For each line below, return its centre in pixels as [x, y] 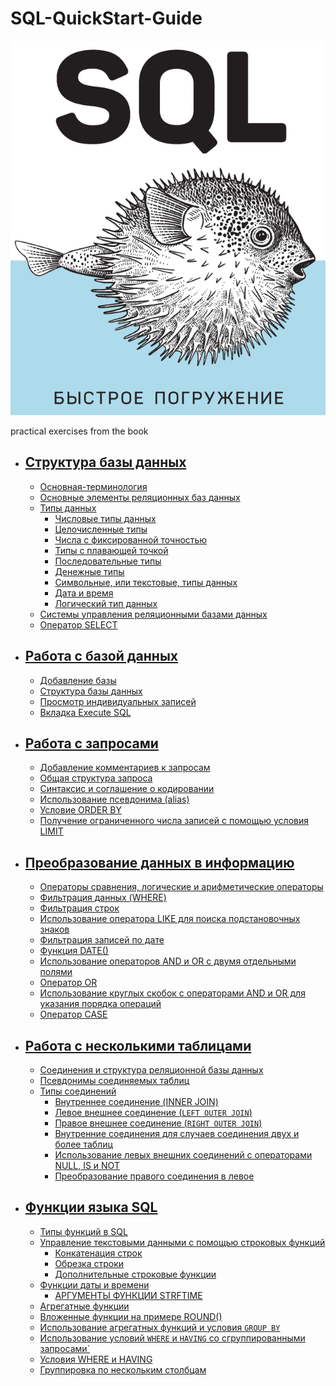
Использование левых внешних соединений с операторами [183, 1154]
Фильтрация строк [79, 908]
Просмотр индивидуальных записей [118, 701]
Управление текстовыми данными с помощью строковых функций [182, 1242]
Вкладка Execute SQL [85, 712]
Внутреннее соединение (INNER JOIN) [136, 1101]
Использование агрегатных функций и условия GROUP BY [160, 1327]
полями [56, 972]
